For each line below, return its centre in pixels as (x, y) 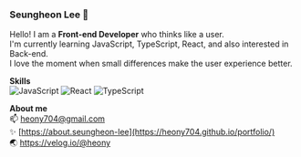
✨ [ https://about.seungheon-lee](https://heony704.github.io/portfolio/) (142, 132)
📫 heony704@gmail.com (57, 119)
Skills (20, 81)
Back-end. (29, 54)
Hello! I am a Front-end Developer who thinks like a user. (117, 35)
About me (29, 109)
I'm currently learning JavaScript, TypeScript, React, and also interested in (149, 44)
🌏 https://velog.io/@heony (60, 143)
